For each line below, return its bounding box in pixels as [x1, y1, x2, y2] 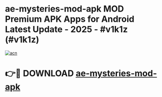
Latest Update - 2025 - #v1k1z [5, 24, 128, 35]
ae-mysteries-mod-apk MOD [5, 3, 124, 14]
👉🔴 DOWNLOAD [5, 68, 74, 79]
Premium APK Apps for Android [5, 14, 134, 25]
